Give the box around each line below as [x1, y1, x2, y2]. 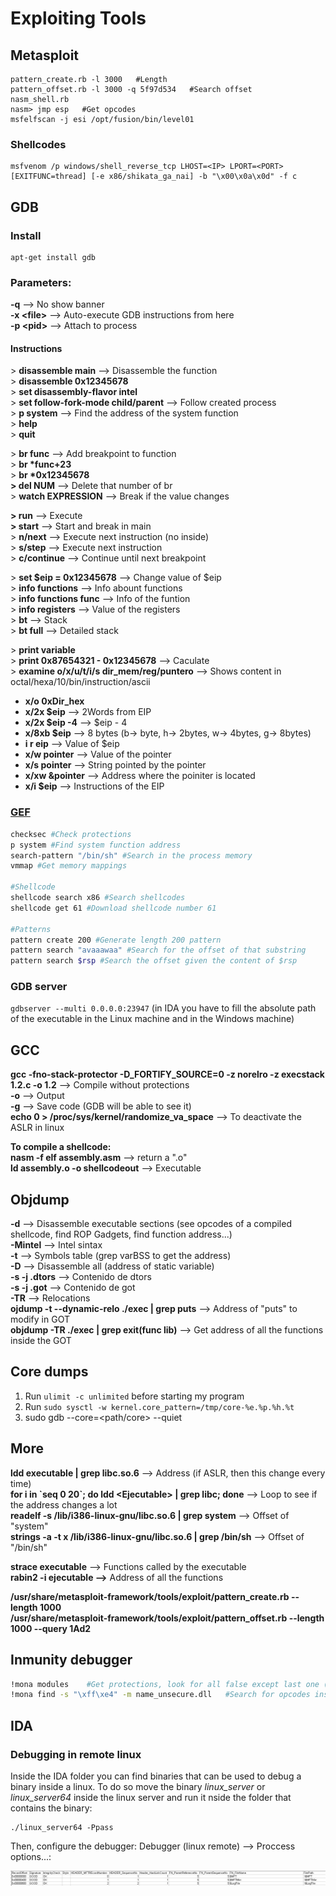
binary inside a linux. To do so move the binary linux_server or [10, 1780, 266, 1792]
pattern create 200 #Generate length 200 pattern [10, 935, 222, 945]
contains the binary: [10, 1802, 93, 1814]
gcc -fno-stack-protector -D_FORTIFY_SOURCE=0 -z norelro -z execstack [10, 1068, 325, 1081]
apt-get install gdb [10, 252, 97, 262]
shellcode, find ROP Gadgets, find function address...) [10, 1228, 233, 1241]
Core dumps [10, 1363, 89, 1381]
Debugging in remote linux [10, 1747, 142, 1761]
